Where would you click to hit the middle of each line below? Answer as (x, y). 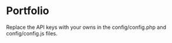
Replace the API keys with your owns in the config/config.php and (86, 27)
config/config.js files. (32, 33)
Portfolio (28, 11)
